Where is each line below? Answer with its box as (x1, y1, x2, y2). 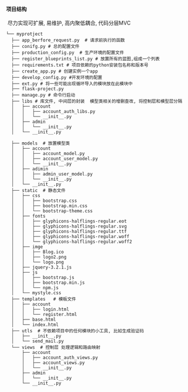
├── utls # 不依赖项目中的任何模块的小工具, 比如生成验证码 (11, 328, 145, 334)
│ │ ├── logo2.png (11, 255, 67, 260)
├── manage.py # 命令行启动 (11, 92, 76, 98)
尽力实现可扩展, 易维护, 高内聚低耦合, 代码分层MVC (7, 19, 131, 26)
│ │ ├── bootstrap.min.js (11, 280, 85, 286)
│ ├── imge (11, 244, 43, 250)
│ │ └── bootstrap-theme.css (11, 208, 93, 214)
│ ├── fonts (11, 214, 46, 219)
